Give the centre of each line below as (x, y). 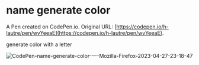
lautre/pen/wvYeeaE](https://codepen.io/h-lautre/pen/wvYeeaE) (84, 32)
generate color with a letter (39, 44)
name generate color (58, 10)
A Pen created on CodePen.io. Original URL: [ (61, 27)
